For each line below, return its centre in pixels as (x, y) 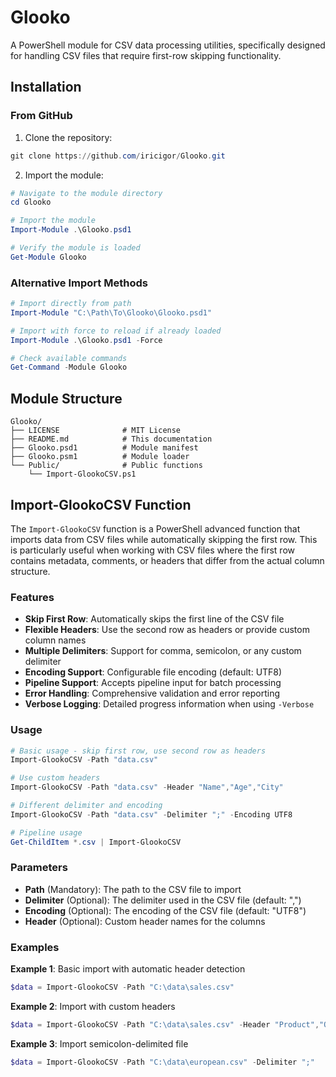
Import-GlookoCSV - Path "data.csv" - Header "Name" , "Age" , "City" (147, 787)
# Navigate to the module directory (86, 193)
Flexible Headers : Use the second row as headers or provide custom (167, 630)
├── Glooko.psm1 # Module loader (100, 457)
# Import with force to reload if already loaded (116, 331)
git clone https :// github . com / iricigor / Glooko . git (118, 156)
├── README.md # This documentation (111, 439)
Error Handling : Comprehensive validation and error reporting (152, 693)
